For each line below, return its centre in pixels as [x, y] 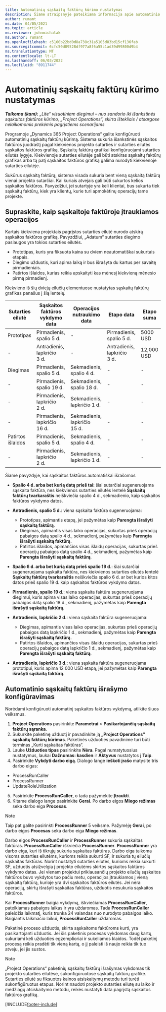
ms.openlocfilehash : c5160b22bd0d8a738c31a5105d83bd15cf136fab [72, 42]
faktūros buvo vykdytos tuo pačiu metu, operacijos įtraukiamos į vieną [77, 877]
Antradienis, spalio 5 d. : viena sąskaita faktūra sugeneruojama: [77, 510]
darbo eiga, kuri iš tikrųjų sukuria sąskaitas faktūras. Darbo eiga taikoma [79, 851]
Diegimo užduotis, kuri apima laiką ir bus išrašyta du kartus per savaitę [84, 262]
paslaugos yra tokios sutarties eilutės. [44, 242]
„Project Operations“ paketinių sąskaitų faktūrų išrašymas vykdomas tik [78, 968]
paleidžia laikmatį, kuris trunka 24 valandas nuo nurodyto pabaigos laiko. [79, 913]
